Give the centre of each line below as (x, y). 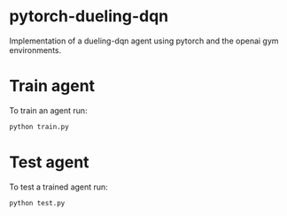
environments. (35, 50)
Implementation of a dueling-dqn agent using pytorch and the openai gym (144, 41)
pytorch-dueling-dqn (89, 16)
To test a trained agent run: (58, 187)
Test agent (50, 162)
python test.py (37, 203)
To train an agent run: (48, 110)
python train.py (39, 127)
